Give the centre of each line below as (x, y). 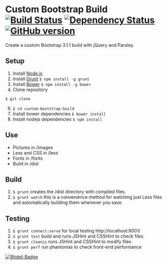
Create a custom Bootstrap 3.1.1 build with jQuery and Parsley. (70, 45)
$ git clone (18, 99)
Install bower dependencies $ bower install (59, 113)
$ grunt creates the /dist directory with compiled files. (69, 192)
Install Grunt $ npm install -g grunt (51, 79)
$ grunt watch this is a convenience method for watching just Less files (87, 197)
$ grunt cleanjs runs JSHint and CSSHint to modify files (72, 242)
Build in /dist (26, 163)
